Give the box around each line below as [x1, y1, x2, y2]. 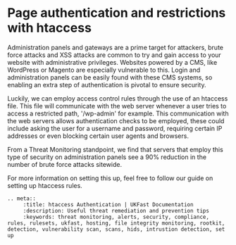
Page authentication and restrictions [7, 5, 226, 21]
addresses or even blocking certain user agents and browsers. [7, 132, 189, 140]
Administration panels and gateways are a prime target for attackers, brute [7, 43, 224, 51]
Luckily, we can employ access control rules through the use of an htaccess [7, 94, 228, 103]
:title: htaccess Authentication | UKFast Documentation [23, 201, 194, 208]
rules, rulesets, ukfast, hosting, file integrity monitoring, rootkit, [7, 220, 225, 227]
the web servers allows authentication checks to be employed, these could [7, 116, 225, 125]
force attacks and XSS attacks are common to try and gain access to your [7, 51, 222, 59]
